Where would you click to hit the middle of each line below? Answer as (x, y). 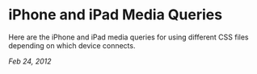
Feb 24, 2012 (30, 61)
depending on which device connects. (72, 45)
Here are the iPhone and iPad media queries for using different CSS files (128, 37)
